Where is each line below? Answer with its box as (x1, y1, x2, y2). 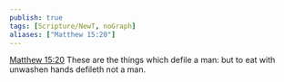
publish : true (9, 13, 64, 23)
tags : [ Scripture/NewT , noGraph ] (9, 22, 137, 31)
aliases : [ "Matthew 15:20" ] (9, 30, 117, 39)
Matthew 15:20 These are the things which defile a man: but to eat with (9, 55, 276, 66)
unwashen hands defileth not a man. (9, 64, 147, 75)
